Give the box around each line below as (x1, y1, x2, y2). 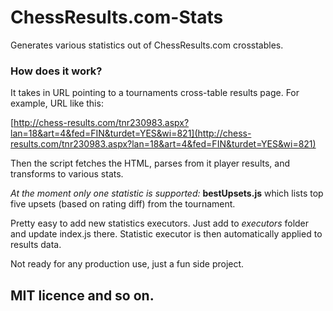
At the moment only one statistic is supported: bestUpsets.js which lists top (10, 187, 324, 200)
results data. (10, 239, 62, 251)
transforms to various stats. (10, 168, 124, 180)
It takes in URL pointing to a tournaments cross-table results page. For (10, 87, 300, 99)
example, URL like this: (10, 97, 104, 110)
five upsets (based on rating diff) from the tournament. (10, 198, 236, 210)
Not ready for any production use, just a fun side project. (10, 258, 245, 270)
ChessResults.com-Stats (10, 6, 224, 29)
